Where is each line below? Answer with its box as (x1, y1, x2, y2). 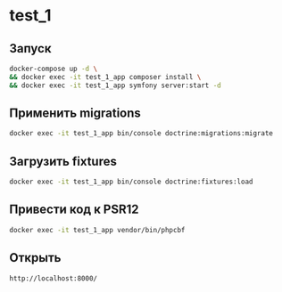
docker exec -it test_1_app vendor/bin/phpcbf (9, 225, 186, 234)
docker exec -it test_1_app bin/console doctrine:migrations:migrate (9, 129, 274, 138)
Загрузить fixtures (9, 153, 118, 169)
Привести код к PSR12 (9, 202, 140, 217)
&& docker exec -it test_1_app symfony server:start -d (9, 81, 221, 90)
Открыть (9, 250, 62, 265)
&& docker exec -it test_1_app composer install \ (9, 72, 202, 81)
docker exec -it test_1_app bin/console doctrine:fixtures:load (9, 177, 253, 187)
